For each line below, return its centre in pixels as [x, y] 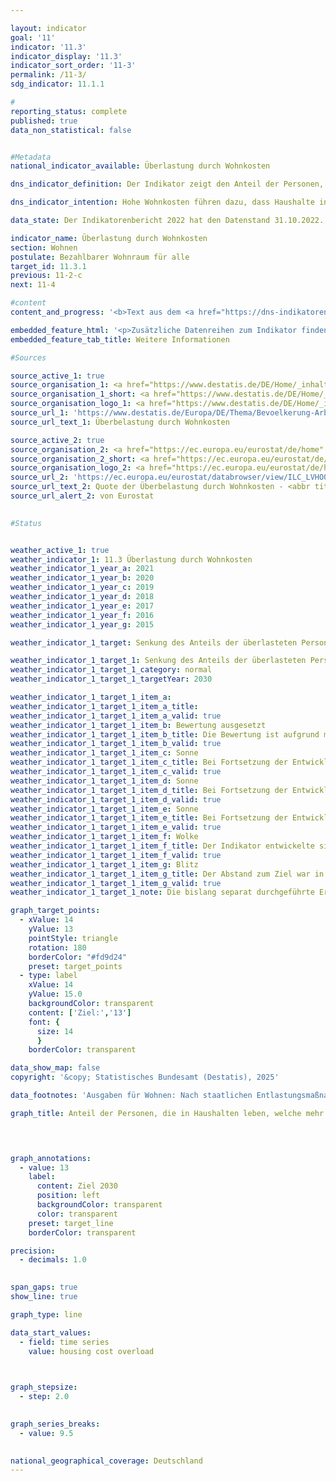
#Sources [28, 357]
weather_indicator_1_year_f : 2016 [82, 615]
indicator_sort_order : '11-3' [73, 66]
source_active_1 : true [57, 376]
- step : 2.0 [44, 1397]
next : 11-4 [33, 285]
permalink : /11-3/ [48, 75]
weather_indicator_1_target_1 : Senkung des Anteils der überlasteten [158, 661]
